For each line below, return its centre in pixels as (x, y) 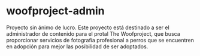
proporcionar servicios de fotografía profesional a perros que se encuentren (100, 40)
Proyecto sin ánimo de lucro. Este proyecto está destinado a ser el (88, 27)
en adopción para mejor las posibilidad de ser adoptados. (77, 46)
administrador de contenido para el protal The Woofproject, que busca (93, 33)
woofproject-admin (55, 11)
